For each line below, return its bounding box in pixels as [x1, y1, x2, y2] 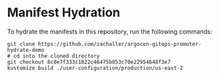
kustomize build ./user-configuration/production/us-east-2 [7, 64, 184, 71]
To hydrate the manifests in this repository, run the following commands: [7, 27, 213, 36]
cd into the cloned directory [13, 53, 100, 60]
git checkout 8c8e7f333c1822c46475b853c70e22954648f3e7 [7, 58, 171, 66]
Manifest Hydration [7, 5, 121, 21]
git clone [7, 40, 36, 47]
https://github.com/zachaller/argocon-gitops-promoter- [37, 40, 202, 47]
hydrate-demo [7, 47, 45, 53]
